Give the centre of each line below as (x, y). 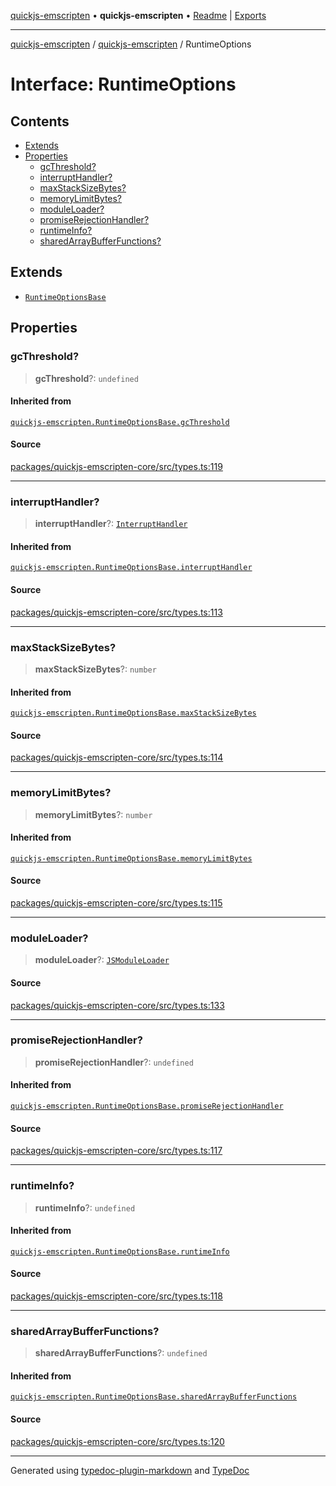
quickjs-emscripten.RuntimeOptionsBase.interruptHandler (131, 568)
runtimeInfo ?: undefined (85, 1207)
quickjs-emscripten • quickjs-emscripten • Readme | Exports (138, 15)
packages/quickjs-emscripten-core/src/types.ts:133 (117, 1005)
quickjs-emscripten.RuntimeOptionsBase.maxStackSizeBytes (133, 713)
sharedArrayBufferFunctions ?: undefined (121, 1353)
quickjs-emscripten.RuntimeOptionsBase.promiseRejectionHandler (147, 1106)
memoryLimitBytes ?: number (93, 814)
